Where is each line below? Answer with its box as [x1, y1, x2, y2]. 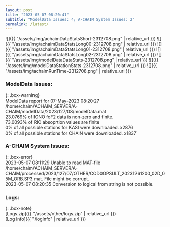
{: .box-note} [5, 205, 32, 211]
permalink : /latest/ [5, 21, 49, 27]
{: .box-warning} [5, 92, 40, 98]
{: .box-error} [5, 154, 33, 160]
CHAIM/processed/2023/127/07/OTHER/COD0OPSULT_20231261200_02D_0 [5, 170, 165, 176]
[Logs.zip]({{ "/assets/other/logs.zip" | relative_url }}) [5, 211, 116, 217]
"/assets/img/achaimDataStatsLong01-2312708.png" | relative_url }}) [12, 46, 156, 52]
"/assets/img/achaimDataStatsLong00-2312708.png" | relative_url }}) [12, 41, 156, 47]
